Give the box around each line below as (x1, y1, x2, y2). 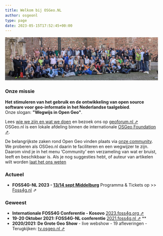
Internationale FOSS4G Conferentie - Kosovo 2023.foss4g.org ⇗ (12, 210, 144, 216)
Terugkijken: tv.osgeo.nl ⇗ (12, 226, 65, 232)
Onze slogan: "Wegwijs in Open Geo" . (5, 109, 82, 115)
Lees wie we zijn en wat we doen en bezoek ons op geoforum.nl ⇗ (5, 119, 138, 125)
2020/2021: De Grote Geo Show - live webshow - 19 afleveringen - (12, 220, 147, 226)
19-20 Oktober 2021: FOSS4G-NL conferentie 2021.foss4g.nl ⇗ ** (12, 216, 147, 221)
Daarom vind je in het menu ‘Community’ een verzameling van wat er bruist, (5, 148, 157, 155)
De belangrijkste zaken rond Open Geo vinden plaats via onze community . (5, 138, 153, 144)
